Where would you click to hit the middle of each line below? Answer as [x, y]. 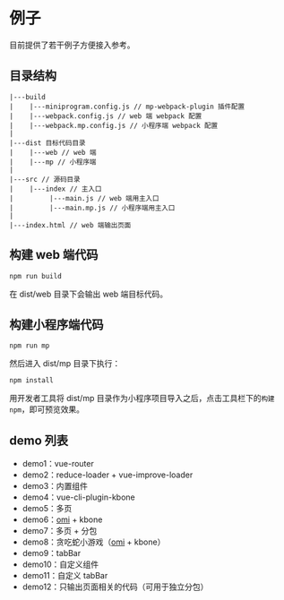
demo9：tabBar [52, 553]
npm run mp [30, 346]
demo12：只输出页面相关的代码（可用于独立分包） [115, 587]
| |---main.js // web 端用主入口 [84, 198]
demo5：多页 [47, 509]
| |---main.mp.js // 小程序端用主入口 [92, 208]
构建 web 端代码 [54, 255]
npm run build [36, 276]
